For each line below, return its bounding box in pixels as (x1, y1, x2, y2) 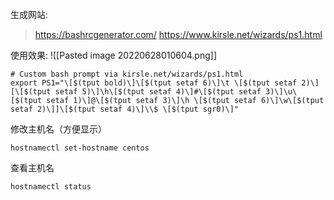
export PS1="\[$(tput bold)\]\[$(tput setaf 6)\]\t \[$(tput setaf (10, 78, 298, 88)
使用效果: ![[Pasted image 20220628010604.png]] (10, 49, 217, 61)
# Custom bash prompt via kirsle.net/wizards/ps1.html (10, 69, 244, 79)
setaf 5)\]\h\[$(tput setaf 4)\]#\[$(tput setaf (54, 87, 262, 97)
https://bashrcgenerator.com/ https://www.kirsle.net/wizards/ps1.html (34, 29, 323, 40)
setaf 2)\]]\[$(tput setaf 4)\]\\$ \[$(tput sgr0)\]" (10, 104, 240, 114)
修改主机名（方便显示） (10, 123, 107, 135)
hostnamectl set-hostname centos (10, 143, 150, 153)
